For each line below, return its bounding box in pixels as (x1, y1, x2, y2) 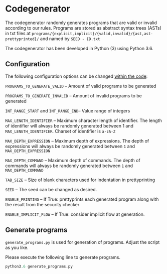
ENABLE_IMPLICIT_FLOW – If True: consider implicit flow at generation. (5, 211, 145, 217)
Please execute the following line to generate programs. (5, 254, 121, 260)
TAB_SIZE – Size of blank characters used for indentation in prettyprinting (5, 177, 155, 183)
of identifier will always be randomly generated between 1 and (5, 122, 134, 128)
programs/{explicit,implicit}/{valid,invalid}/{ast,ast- (32, 31, 153, 36)
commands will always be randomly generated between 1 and (5, 163, 133, 169)
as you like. (5, 244, 29, 250)
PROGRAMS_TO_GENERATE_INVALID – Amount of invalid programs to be (5, 92, 142, 98)
